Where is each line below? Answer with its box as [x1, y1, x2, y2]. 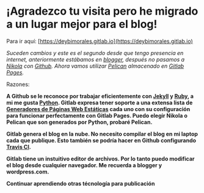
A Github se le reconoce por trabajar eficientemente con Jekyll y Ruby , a [6, 92, 194, 100]
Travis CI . [6, 143, 32, 150]
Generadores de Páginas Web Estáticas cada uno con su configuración [6, 105, 191, 112]
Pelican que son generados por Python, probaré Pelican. [6, 118, 153, 126]
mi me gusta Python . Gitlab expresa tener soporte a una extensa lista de [6, 99, 193, 106]
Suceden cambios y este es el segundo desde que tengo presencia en [6, 49, 184, 56]
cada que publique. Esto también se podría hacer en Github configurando [6, 136, 197, 144]
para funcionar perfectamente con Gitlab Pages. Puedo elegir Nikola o [6, 112, 188, 119]
